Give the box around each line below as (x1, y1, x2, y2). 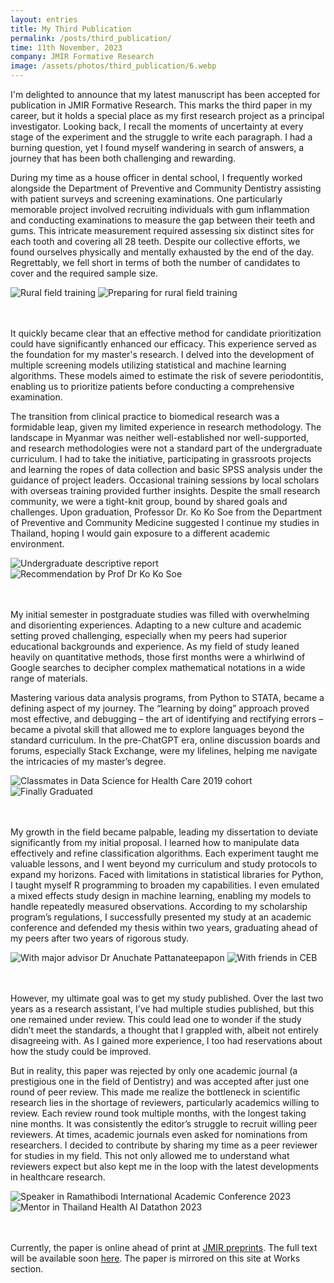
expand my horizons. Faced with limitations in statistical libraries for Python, (10, 869, 324, 880)
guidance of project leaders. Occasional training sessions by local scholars (10, 474, 320, 486)
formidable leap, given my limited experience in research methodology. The (10, 421, 322, 433)
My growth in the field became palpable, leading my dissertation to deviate (10, 826, 319, 838)
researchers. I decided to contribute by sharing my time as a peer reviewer (10, 1139, 318, 1151)
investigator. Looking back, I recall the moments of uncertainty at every (10, 121, 304, 132)
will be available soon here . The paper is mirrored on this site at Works (10, 1252, 301, 1264)
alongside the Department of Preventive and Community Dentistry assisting (10, 182, 322, 194)
